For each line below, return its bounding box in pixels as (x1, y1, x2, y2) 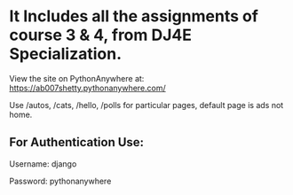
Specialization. (9, 44, 123, 64)
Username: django (9, 158, 77, 169)
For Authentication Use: (9, 135, 145, 150)
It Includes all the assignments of (9, 6, 259, 27)
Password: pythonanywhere (9, 175, 112, 186)
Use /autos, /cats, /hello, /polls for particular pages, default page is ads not (9, 99, 284, 110)
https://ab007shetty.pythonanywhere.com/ (9, 82, 166, 93)
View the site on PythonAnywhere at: (9, 73, 145, 83)
